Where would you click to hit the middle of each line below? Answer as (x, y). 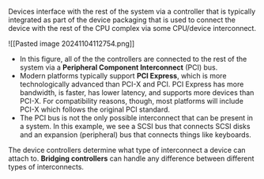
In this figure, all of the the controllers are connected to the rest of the (133, 59)
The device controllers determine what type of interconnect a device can (127, 150)
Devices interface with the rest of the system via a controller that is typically (132, 11)
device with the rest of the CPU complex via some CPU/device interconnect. (132, 28)
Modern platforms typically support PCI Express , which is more (123, 76)
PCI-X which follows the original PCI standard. (95, 109)
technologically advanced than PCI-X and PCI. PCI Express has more (132, 84)
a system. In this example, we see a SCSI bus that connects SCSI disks (135, 126)
